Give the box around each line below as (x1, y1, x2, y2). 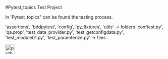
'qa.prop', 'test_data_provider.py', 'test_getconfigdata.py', (5, 29, 125, 35)
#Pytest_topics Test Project (5, 5, 62, 10)
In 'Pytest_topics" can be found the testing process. (5, 14, 113, 20)
